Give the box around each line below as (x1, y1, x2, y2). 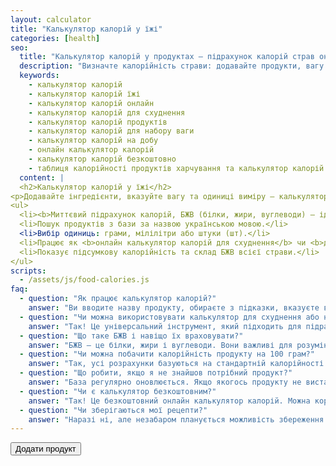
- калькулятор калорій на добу (28, 136, 159, 146)
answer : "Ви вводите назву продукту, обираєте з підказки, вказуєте (28, 303, 320, 313)
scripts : (10, 266, 47, 276)
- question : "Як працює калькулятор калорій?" (19, 294, 217, 304)
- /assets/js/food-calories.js (19, 275, 150, 285)
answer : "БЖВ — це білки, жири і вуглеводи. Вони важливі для (28, 340, 293, 350)
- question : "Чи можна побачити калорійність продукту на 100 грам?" (19, 349, 315, 360)
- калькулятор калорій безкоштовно (28, 154, 177, 164)
